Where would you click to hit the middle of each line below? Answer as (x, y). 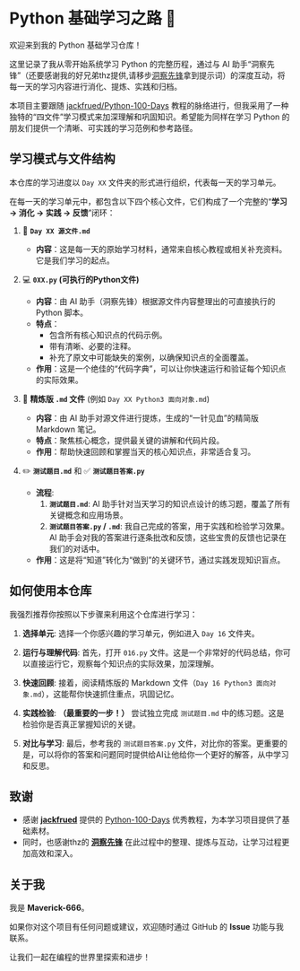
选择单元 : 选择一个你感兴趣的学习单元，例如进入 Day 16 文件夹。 (141, 633)
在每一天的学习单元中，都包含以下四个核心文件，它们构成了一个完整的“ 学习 (149, 201)
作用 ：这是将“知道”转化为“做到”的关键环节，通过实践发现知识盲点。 (160, 560)
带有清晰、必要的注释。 (92, 346)
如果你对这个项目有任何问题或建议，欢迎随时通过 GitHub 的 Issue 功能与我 (147, 927)
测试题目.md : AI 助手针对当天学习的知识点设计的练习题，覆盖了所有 (170, 503)
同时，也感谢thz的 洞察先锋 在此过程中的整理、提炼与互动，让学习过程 (152, 842)
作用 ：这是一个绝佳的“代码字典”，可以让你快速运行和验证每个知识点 (161, 368)
